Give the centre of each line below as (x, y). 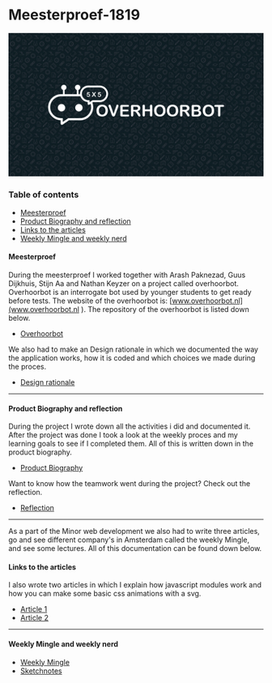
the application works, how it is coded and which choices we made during (132, 357)
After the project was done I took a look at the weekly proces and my (123, 435)
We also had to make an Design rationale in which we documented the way (134, 349)
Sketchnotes (41, 671)
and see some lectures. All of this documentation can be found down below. (135, 549)
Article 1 (34, 609)
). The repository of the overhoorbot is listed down (165, 309)
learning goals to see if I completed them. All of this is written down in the (131, 444)
